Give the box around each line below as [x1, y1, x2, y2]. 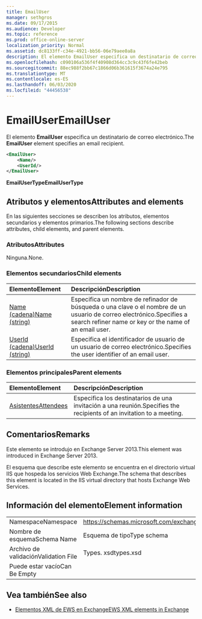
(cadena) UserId [9, 342, 54, 351]
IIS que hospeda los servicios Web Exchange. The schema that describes [6, 470, 186, 477]
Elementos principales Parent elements [6, 368, 122, 376]
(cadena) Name [9, 310, 52, 319]
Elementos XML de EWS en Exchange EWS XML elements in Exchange [14, 606, 189, 613]
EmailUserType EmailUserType [6, 179, 84, 186]
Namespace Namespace [9, 517, 78, 525]
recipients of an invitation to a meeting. [73, 409, 183, 417]
